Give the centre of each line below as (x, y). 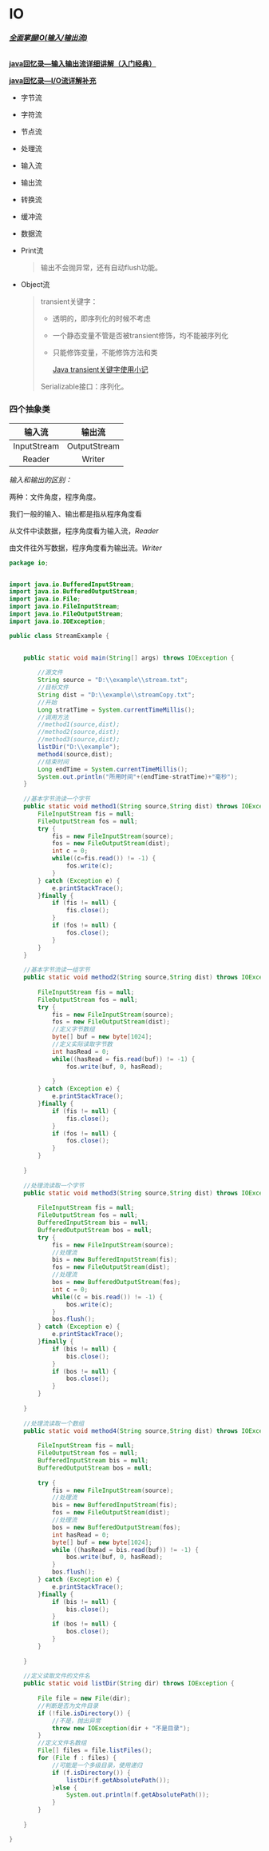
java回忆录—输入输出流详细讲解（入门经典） (83, 64)
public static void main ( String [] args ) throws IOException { (129, 658)
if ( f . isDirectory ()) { (91, 1773)
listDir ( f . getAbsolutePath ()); (118, 1780)
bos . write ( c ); (89, 1304)
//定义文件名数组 (62, 1743)
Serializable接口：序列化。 (84, 387)
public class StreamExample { (59, 636)
